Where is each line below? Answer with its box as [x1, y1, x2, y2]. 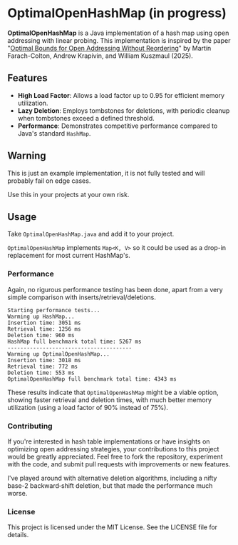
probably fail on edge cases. [7, 176, 91, 185]
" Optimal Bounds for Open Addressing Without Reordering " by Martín [7, 44, 212, 52]
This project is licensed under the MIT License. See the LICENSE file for [7, 523, 218, 531]
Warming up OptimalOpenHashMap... [7, 350, 110, 358]
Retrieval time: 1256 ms [7, 325, 81, 333]
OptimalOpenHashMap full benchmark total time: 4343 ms [7, 375, 177, 383]
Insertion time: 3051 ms [7, 319, 81, 326]
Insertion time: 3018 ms [7, 356, 81, 364]
